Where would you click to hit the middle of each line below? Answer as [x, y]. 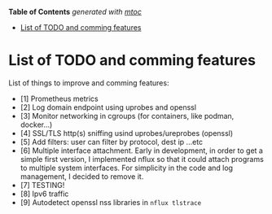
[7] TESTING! [42, 185]
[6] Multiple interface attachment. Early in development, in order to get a [141, 151]
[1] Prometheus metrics [59, 98]
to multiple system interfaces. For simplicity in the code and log [127, 168]
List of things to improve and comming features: [89, 83]
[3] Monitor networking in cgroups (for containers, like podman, [127, 116]
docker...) [36, 124]
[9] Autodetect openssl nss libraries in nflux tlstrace [111, 202]
